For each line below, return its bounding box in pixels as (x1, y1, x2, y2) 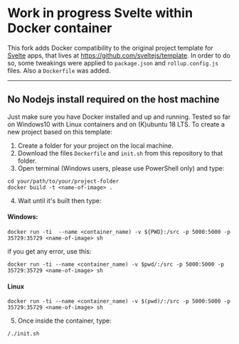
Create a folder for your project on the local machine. (17, 141, 174, 150)
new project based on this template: (7, 127, 112, 136)
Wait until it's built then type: (17, 196, 102, 205)
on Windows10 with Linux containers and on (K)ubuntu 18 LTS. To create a (7, 119, 225, 129)
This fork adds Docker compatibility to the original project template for (7, 43, 213, 52)
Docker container (7, 20, 112, 36)
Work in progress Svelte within (7, 5, 193, 21)
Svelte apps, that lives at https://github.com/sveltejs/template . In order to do (7, 51, 231, 60)
